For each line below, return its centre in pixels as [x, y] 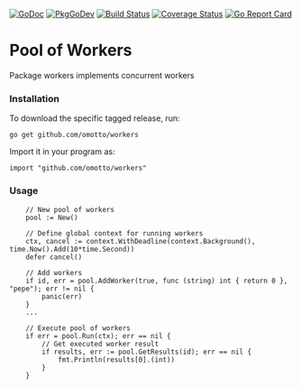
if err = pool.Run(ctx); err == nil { [98, 336]
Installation [35, 98]
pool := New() [52, 217]
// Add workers [54, 273]
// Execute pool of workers [78, 328]
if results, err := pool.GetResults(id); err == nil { [147, 352]
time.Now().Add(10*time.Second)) [72, 249]
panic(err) [62, 296]
